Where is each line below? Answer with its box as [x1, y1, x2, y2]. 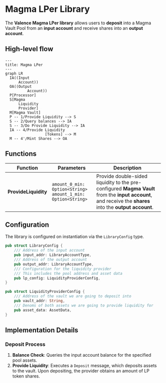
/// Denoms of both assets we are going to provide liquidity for [14, 303, 154, 308]
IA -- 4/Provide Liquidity [9, 128, 65, 132]
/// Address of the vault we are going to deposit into [14, 294, 132, 299]
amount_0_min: [51, 181, 85, 187]
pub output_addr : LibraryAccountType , [14, 261, 94, 266]
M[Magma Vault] [9, 110, 41, 115]
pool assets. [12, 357, 38, 363]
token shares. [12, 373, 41, 379]
